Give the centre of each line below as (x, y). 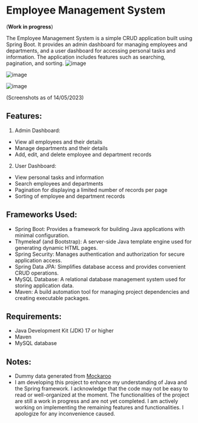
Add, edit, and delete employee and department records (83, 154)
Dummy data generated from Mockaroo (63, 376)
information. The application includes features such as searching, (86, 57)
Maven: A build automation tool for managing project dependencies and (102, 292)
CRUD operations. (37, 273)
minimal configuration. (42, 235)
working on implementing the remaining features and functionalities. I (99, 408)
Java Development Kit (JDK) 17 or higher (64, 331)
